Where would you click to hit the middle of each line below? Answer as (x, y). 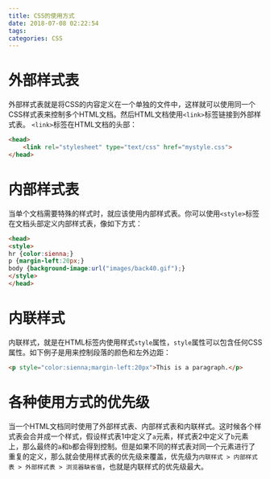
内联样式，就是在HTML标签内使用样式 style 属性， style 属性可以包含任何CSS (135, 342)
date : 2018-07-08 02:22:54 (54, 23)
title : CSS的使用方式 (42, 16)
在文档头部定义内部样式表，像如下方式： (75, 223)
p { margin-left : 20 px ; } (46, 261)
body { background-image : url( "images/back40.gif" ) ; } (97, 269)
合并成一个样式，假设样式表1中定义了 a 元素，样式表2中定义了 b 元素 (139, 436)
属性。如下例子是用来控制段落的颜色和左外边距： (89, 352)
